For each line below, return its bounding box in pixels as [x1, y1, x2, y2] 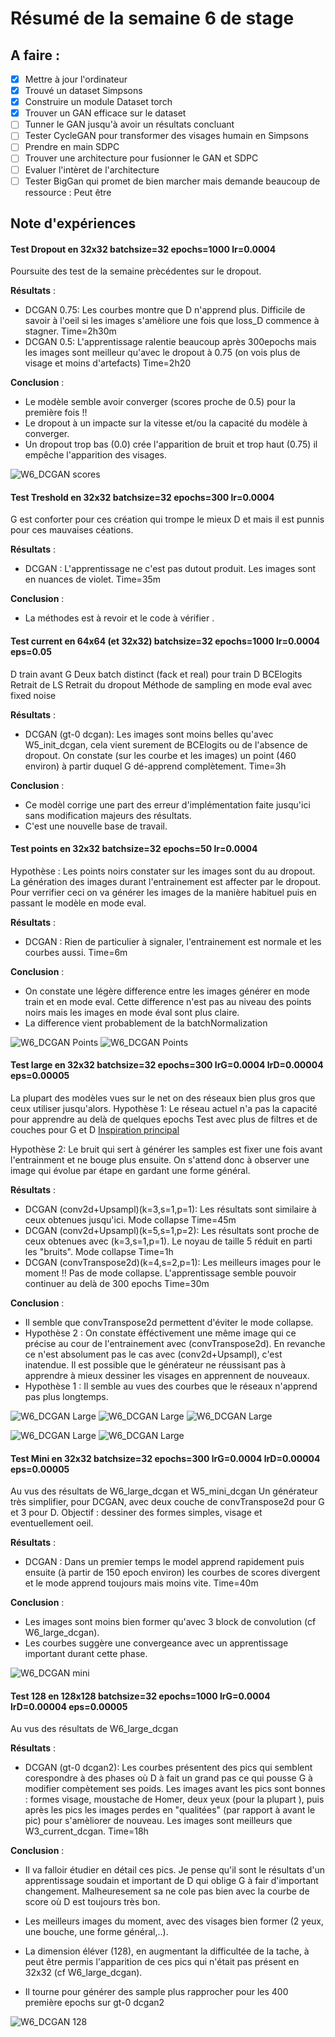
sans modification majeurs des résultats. [24, 809, 192, 821]
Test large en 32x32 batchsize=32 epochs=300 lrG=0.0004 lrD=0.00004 [10, 1059, 324, 1071]
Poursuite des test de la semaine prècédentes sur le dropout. [10, 265, 262, 277]
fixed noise [10, 689, 57, 701]
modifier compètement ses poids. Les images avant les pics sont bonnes [24, 1783, 326, 1795]
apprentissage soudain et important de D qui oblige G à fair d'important [24, 1875, 319, 1887]
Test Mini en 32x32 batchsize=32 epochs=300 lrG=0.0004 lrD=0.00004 [10, 1452, 321, 1464]
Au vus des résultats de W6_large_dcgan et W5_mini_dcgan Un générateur [10, 1485, 318, 1497]
